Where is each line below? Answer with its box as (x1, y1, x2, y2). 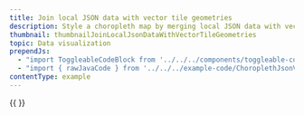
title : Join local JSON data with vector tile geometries (9, 13, 233, 23)
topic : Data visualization (9, 38, 111, 48)
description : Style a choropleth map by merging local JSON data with (9, 22, 281, 31)
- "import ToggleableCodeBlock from (17, 55, 156, 64)
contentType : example (9, 72, 91, 82)
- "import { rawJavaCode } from (17, 64, 140, 73)
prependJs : (9, 47, 51, 56)
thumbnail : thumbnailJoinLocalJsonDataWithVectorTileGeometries (9, 30, 257, 39)
